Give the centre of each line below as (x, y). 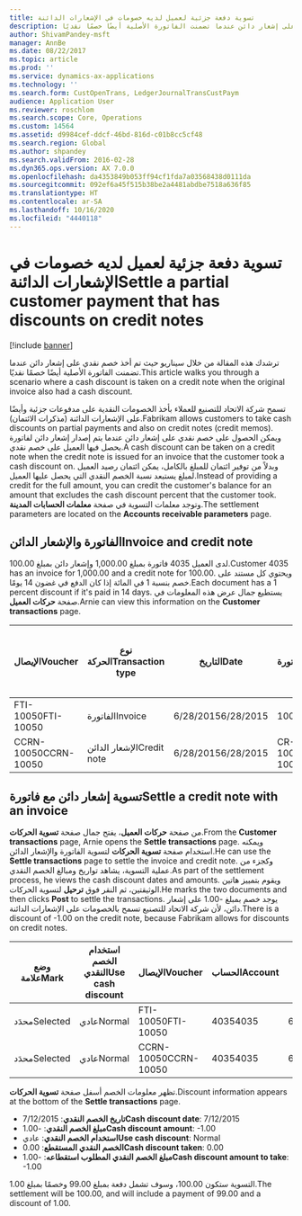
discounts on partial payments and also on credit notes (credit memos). (142, 427)
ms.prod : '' (31, 68)
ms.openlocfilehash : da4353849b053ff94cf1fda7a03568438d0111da (130, 176)
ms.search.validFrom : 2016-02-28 (72, 160)
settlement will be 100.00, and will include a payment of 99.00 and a (135, 1194)
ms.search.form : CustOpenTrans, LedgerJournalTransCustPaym (124, 93)
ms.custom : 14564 (42, 127)
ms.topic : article (44, 59)
